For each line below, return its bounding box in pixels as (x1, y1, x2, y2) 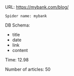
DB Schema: (5, 22, 30, 28)
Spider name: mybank (5, 14, 48, 19)
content (12, 48, 28, 53)
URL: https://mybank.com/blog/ (5, 4, 69, 10)
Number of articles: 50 (5, 66, 50, 72)
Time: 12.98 (5, 57, 29, 63)
